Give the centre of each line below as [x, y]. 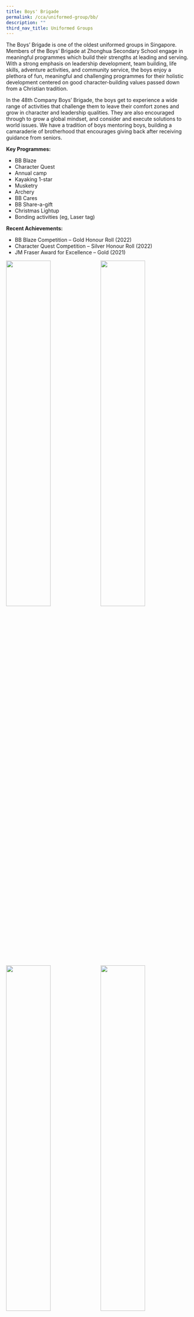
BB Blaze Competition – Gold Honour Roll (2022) [73, 240]
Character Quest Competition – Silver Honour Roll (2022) [83, 246]
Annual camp [31, 173]
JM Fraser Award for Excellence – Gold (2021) [70, 253]
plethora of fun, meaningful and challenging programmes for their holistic [95, 76]
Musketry [26, 186]
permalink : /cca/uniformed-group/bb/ [52, 17]
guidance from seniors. [34, 138]
